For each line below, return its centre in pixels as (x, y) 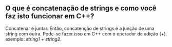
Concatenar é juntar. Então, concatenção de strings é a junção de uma (80, 28)
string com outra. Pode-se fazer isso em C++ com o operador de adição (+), (86, 34)
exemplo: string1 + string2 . (33, 39)
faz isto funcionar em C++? (50, 16)
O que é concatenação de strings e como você (81, 8)
